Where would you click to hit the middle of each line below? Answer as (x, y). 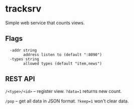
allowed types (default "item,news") (62, 64)
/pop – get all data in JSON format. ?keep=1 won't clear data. (67, 101)
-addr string (23, 50)
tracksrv (23, 9)
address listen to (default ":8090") (62, 54)
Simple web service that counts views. (45, 23)
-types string (24, 59)
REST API (20, 79)
